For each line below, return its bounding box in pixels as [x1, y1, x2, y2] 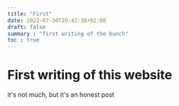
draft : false [7, 23, 46, 30]
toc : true [7, 37, 40, 44]
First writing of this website [7, 67, 173, 83]
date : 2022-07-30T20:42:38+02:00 [7, 17, 107, 24]
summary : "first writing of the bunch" [7, 30, 129, 37]
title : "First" [7, 10, 53, 18]
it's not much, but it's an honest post [7, 90, 115, 99]
